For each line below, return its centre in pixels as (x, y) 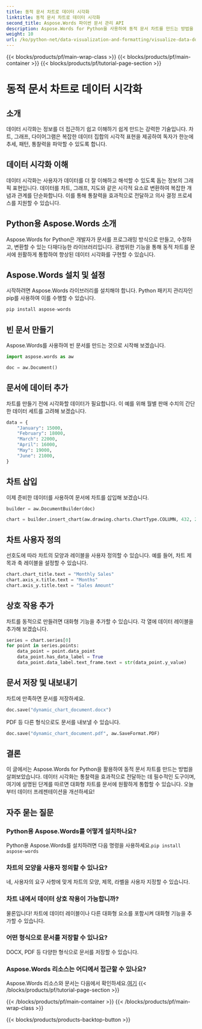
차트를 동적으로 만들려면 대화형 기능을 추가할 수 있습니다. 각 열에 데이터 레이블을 (100, 621)
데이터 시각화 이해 (37, 165)
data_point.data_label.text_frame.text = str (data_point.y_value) (102, 662)
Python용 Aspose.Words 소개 (61, 224)
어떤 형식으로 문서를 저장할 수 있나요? (57, 938)
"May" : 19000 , (35, 450)
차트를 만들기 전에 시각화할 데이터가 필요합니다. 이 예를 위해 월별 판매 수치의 (95, 403)
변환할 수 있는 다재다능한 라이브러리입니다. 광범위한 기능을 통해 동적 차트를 (102, 246)
